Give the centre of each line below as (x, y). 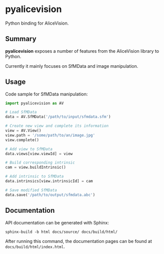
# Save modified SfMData (31, 190)
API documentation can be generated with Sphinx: (57, 222)
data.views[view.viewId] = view (39, 154)
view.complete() (22, 140)
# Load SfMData (21, 112)
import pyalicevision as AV (35, 103)
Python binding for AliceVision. (37, 23)
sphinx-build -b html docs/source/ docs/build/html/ (61, 232)
